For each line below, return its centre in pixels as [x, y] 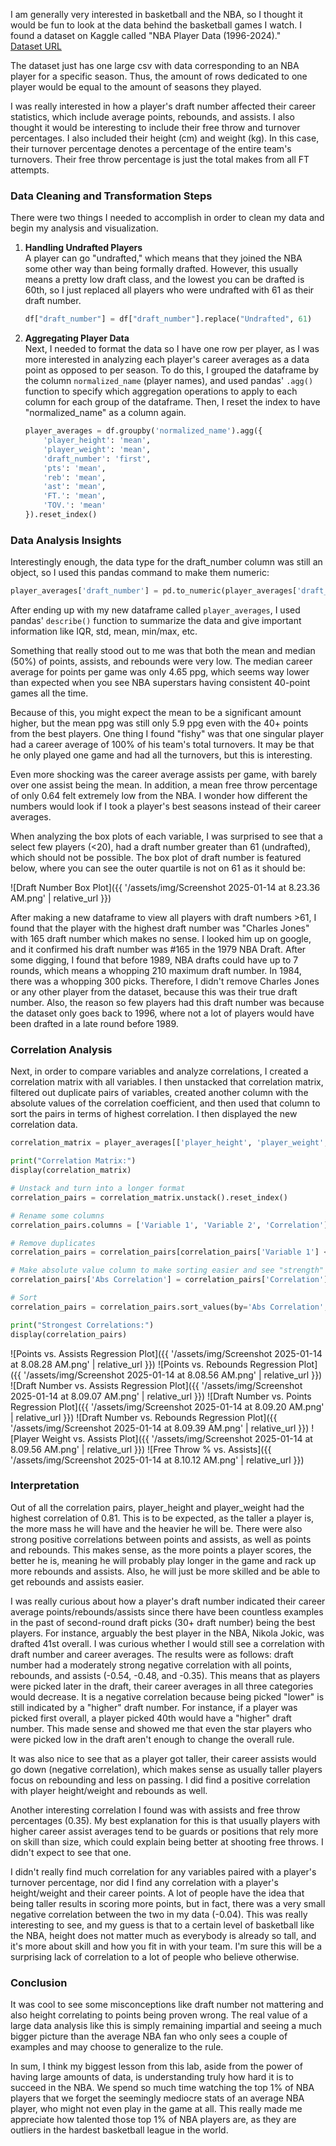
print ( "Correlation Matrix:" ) [73, 1161]
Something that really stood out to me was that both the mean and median [163, 651]
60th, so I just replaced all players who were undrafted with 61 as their [169, 290]
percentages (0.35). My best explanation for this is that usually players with [165, 1820]
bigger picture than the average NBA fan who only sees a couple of [149, 2036]
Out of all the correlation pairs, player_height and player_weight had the [157, 1507]
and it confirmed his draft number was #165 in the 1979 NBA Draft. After [158, 950]
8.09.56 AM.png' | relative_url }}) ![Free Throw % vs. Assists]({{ [141, 1449]
